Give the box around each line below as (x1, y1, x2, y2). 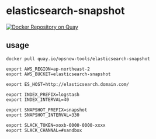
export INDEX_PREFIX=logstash (6, 92, 80, 98)
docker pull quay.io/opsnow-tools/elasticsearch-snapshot (6, 55, 150, 62)
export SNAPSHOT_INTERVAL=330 (6, 112, 80, 118)
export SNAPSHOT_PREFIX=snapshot (6, 107, 88, 113)
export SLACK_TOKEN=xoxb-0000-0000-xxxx (6, 122, 106, 128)
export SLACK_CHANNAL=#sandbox (6, 127, 82, 133)
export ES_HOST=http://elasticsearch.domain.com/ (6, 81, 130, 87)
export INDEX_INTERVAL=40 (6, 96, 69, 103)
